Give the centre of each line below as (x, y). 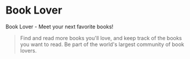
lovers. (28, 50)
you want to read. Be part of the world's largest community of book (102, 44)
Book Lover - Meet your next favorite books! (59, 27)
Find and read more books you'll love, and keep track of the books (101, 38)
